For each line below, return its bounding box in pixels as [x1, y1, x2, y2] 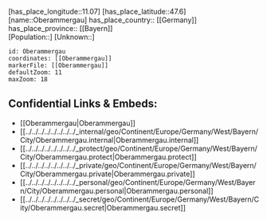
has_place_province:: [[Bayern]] [8, 24, 113, 33]
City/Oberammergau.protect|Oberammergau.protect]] [19, 151, 197, 162]
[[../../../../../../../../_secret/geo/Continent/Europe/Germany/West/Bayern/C [19, 194, 260, 204]
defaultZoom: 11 [8, 69, 62, 77]
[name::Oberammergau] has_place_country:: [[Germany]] [8, 15, 198, 25]
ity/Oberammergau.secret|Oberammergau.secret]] [19, 202, 186, 212]
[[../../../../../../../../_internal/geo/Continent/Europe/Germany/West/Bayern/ [19, 127, 259, 136]
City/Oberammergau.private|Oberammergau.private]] [19, 169, 195, 179]
